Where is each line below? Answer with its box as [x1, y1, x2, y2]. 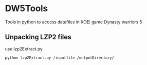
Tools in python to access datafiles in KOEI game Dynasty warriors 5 [5, 19, 143, 25]
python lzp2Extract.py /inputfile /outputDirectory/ [5, 55, 114, 60]
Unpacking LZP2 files [5, 33, 72, 41]
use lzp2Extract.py [5, 46, 43, 51]
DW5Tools [5, 3, 48, 14]
